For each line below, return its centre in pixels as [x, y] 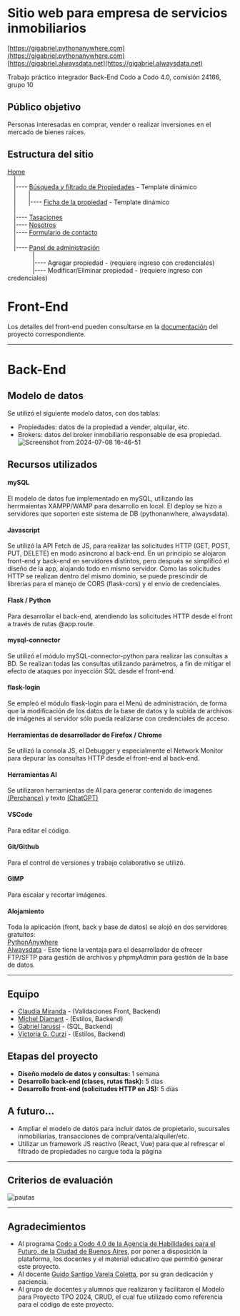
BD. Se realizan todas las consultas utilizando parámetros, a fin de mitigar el [119, 663]
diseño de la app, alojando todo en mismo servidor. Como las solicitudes [114, 568]
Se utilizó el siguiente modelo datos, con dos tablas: [84, 413]
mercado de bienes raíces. [47, 132]
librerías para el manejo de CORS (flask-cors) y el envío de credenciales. [114, 584]
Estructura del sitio [51, 155]
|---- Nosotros [35, 225]
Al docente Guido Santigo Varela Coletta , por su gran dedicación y [115, 1274]
